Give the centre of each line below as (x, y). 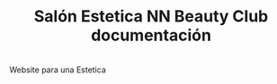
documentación (151, 35)
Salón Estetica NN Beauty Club (151, 17)
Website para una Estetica (58, 70)
